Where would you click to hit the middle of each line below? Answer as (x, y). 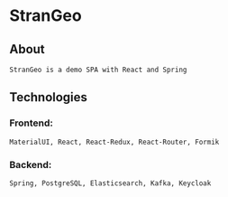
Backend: (31, 164)
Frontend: (32, 123)
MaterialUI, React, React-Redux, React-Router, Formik (114, 142)
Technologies (49, 97)
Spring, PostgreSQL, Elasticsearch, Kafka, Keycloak (110, 183)
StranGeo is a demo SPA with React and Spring (98, 70)
